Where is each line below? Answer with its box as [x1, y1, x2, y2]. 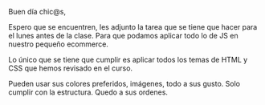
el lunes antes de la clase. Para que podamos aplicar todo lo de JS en [8, 31, 238, 40]
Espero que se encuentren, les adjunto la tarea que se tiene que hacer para [8, 22, 258, 31]
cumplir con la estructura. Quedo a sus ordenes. [8, 87, 169, 97]
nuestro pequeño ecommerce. [8, 39, 108, 49]
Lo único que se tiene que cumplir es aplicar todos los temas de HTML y [8, 55, 248, 64]
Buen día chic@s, [8, 7, 67, 16]
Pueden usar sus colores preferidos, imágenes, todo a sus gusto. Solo [8, 79, 241, 88]
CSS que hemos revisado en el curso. [8, 63, 133, 73]
